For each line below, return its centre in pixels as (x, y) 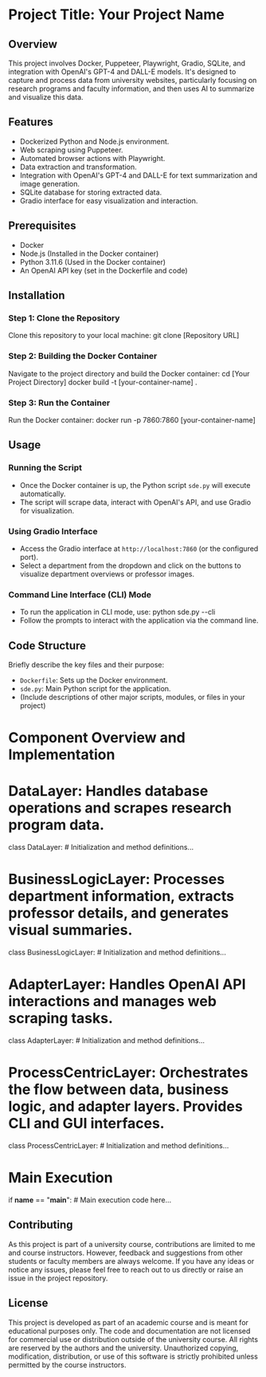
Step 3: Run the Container (59, 403)
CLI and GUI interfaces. (86, 1124)
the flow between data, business (119, 1090)
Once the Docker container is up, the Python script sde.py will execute (135, 485)
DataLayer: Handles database (108, 791)
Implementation (62, 755)
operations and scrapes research (120, 808)
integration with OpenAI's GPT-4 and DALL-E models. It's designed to (122, 72)
